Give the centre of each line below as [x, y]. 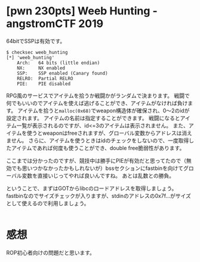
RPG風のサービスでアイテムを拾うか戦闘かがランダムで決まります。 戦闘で [98, 95]
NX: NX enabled [41, 68]
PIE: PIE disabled [44, 84]
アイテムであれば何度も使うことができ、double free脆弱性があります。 [98, 148]
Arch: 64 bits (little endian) [59, 63]
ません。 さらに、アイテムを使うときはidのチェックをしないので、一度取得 [98, 140]
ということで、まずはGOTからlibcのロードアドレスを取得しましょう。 [92, 188]
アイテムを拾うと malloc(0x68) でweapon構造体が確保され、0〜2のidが [104, 110]
